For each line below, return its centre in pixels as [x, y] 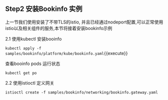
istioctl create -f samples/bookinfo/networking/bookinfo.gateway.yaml [81, 92]
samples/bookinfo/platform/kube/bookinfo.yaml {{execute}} [66, 53]
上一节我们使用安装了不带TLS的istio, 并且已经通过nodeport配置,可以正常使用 [84, 22]
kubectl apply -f [23, 48]
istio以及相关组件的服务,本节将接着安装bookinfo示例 [59, 28]
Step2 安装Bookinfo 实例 [44, 9]
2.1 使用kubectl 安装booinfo [33, 38]
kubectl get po [21, 73]
